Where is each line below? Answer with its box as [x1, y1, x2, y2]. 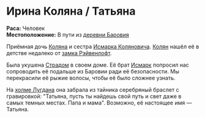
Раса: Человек [6, 24, 45, 32]
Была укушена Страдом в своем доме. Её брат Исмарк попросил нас [6, 61, 190, 68]
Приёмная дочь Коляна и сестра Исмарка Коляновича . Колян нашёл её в [6, 43, 199, 50]
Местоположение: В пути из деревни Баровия [6, 31, 130, 38]
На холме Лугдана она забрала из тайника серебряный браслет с [6, 86, 179, 93]
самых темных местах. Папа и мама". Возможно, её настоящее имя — [6, 99, 192, 106]
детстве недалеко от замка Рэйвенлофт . [6, 49, 112, 56]
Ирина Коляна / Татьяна [6, 4, 136, 18]
